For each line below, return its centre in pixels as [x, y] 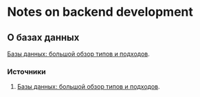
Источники [26, 72]
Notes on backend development [100, 12]
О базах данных [43, 37]
